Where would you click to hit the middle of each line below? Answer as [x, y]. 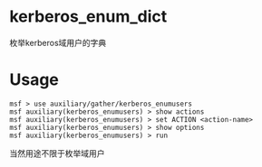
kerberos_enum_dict [88, 17]
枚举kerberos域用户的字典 [58, 42]
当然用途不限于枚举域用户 [57, 153]
